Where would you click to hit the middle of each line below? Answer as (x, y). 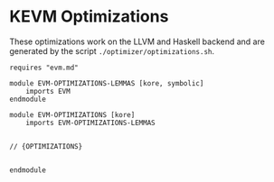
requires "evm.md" (44, 68)
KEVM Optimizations (89, 17)
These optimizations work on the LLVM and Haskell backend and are (137, 41)
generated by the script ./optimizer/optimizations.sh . (112, 50)
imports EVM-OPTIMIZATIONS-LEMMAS (90, 123)
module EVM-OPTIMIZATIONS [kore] (72, 114)
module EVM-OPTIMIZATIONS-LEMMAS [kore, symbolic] (107, 83)
